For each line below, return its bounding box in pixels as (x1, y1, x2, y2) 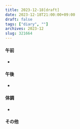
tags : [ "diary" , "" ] (5, 21, 49, 27)
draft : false (5, 17, 33, 22)
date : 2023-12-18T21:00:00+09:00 (5, 12, 75, 17)
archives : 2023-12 (5, 26, 44, 31)
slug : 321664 (5, 31, 33, 36)
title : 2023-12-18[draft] (5, 7, 59, 13)
